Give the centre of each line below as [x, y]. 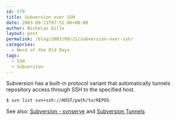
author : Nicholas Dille [35, 28]
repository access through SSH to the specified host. [71, 90]
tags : [13, 56]
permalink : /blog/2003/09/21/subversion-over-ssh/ [70, 39]
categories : [21, 45]
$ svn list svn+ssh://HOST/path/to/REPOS [58, 100]
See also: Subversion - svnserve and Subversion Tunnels [76, 111]
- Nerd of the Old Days [40, 50]
